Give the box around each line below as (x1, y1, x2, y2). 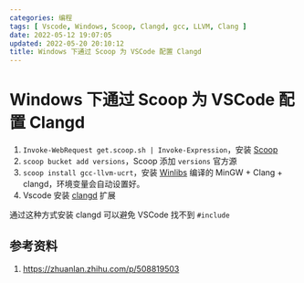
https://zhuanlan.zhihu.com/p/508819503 (22, 263, 180, 274)
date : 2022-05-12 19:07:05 (9, 30, 112, 39)
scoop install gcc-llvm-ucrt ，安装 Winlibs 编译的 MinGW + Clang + (22, 167, 283, 178)
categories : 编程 (9, 13, 73, 23)
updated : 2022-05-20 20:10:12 (9, 38, 125, 48)
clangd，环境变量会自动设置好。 (22, 179, 145, 190)
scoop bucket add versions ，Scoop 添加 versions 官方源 (22, 156, 237, 167)
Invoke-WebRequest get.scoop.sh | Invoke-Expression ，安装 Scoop (22, 144, 278, 155)
